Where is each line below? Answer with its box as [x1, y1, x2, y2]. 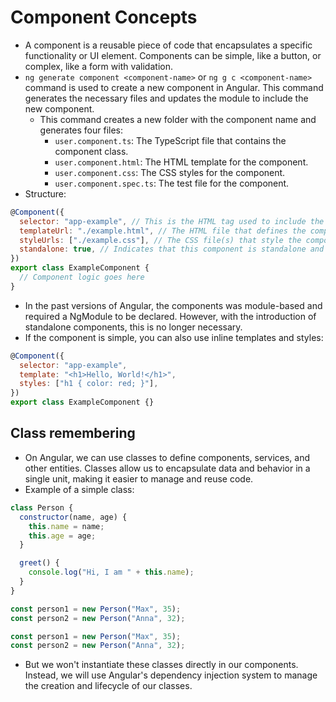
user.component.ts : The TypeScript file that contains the [54, 134, 287, 146]
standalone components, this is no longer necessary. [24, 321, 243, 333]
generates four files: [39, 124, 124, 136]
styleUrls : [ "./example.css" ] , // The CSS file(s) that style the [19, 235, 302, 245]
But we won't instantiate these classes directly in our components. [24, 659, 299, 671]
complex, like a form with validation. [24, 60, 173, 72]
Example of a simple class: [24, 483, 135, 495]
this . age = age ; [28, 531, 97, 541]
